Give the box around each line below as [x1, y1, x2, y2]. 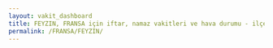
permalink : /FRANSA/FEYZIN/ [8, 27, 104, 35]
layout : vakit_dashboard [8, 11, 93, 20]
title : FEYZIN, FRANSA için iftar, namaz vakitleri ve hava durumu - [8, 20, 249, 28]
